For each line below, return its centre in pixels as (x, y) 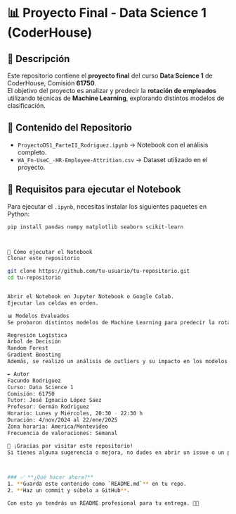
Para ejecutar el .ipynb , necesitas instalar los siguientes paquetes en (107, 206)
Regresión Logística (38, 335)
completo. (32, 152)
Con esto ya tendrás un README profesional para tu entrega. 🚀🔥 (103, 503)
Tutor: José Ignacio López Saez (54, 400)
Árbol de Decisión (34, 342)
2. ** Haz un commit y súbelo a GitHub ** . (69, 491)
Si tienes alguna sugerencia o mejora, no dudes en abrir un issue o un (116, 452)
